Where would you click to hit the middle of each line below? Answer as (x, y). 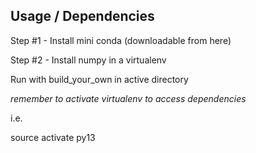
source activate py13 (53, 137)
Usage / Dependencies (82, 16)
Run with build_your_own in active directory (99, 79)
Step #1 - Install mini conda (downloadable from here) (121, 40)
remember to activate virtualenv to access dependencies (128, 98)
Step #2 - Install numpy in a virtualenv (88, 60)
